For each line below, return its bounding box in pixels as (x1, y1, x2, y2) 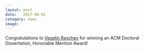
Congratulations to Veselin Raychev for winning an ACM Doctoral (5, 35, 139, 41)
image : (5, 21, 19, 26)
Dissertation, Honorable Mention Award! (5, 40, 88, 46)
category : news (5, 16, 37, 21)
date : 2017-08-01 (5, 12, 46, 17)
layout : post (5, 7, 33, 12)
